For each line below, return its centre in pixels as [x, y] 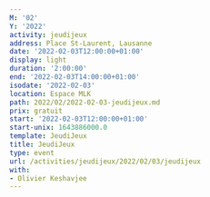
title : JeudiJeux [42, 144]
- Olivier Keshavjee [49, 178]
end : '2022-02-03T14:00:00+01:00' [75, 77]
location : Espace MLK [50, 94]
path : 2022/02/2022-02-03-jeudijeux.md [85, 102]
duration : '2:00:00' [49, 69]
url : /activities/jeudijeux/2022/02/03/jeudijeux [105, 161]
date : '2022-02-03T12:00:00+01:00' [77, 52]
